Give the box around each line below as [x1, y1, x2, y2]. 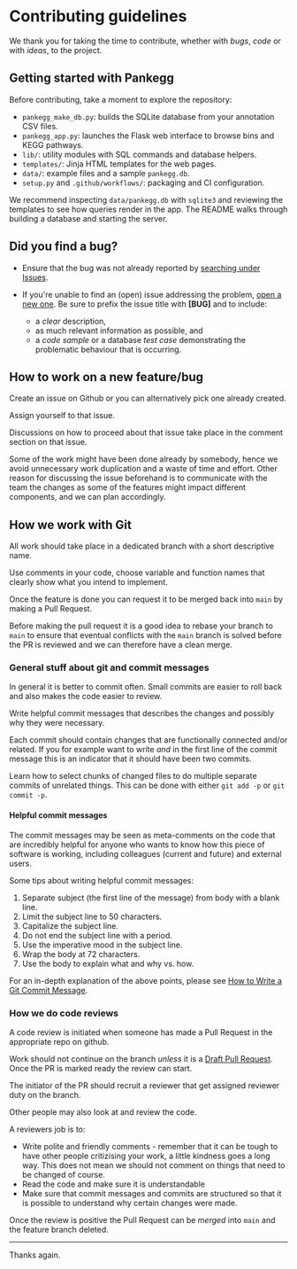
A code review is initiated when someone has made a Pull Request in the [9, 1026, 273, 1038]
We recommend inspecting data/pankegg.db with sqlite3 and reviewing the [9, 194, 284, 205]
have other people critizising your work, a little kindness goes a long [21, 1150, 271, 1161]
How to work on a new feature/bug [9, 370, 203, 385]
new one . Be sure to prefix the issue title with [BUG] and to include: [21, 299, 268, 309]
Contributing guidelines [9, 6, 187, 27]
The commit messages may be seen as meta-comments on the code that [9, 829, 276, 840]
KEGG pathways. [21, 139, 84, 150]
